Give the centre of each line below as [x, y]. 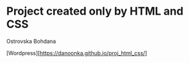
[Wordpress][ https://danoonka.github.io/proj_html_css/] [77, 53]
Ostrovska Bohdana [31, 41]
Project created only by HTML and [95, 11]
